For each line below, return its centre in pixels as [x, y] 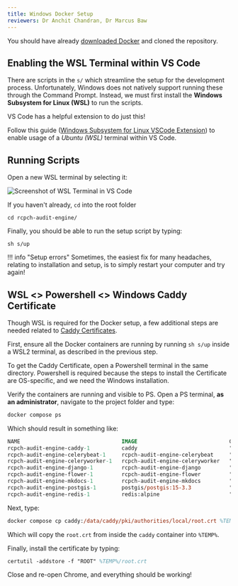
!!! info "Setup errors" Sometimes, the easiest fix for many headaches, [109, 257]
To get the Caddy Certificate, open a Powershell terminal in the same [108, 365]
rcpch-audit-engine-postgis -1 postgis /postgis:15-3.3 [100, 487]
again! [16, 272]
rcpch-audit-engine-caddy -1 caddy [73, 448]
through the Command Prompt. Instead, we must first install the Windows [115, 95]
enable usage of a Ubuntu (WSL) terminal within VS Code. [92, 138]
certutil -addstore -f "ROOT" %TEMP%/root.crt [77, 561]
